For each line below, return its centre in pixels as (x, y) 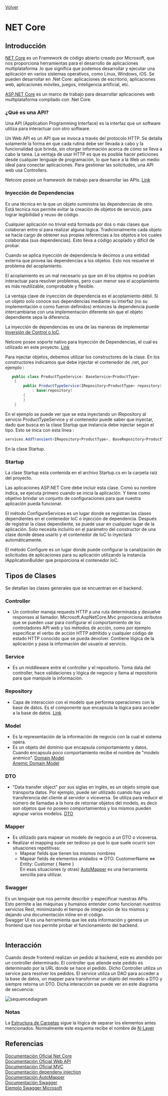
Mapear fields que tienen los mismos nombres (68, 853)
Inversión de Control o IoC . (33, 332)
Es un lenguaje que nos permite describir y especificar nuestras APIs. (77, 898)
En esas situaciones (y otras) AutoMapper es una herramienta (83, 869)
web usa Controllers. (26, 170)
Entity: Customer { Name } (47, 864)
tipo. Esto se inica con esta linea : (39, 430)
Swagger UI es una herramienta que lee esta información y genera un (77, 920)
